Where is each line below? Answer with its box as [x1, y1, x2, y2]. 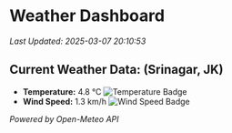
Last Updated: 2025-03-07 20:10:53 [9, 36, 146, 46]
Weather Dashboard [9, 5, 166, 26]
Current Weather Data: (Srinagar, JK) [9, 62, 225, 77]
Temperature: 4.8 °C [22, 86, 102, 97]
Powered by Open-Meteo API [9, 113, 120, 124]
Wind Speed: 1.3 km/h [22, 96, 107, 107]
